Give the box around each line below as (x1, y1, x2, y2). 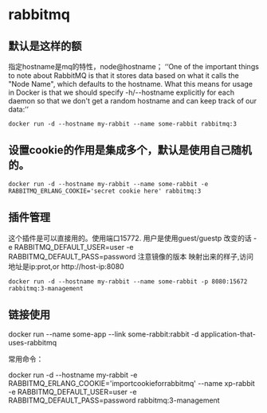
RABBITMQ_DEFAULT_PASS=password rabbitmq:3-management (8, 395, 221, 405)
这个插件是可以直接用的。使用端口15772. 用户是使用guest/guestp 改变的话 (8, 233, 253, 243)
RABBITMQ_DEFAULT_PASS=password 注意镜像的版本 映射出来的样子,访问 (8, 251, 253, 261)
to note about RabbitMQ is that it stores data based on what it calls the (8, 71, 239, 80)
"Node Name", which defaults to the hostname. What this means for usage (8, 80, 253, 88)
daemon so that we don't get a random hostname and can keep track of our (8, 96, 257, 105)
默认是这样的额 (8, 39, 82, 53)
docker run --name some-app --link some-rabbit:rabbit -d (8, 329, 199, 339)
